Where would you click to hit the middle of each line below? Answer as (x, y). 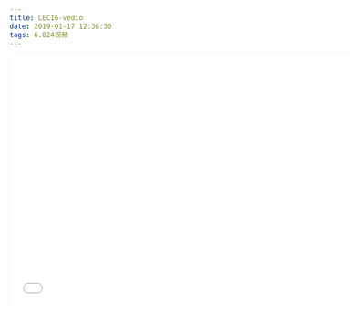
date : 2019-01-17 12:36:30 (61, 26)
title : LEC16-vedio (46, 18)
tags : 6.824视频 (39, 35)
